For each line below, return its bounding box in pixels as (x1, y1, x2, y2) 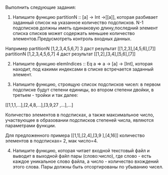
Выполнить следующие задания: (5, 5, 76, 10)
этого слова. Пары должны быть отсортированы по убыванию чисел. (12, 164, 163, 169)
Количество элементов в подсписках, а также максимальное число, (5, 112, 154, 118)
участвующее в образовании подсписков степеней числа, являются (5, 117, 154, 123)
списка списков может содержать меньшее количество (12, 30, 135, 36)
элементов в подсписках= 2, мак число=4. (5, 138, 98, 144)
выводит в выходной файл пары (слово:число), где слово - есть (12, 153, 152, 159)
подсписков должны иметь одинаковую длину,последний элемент (12, 25, 158, 31)
